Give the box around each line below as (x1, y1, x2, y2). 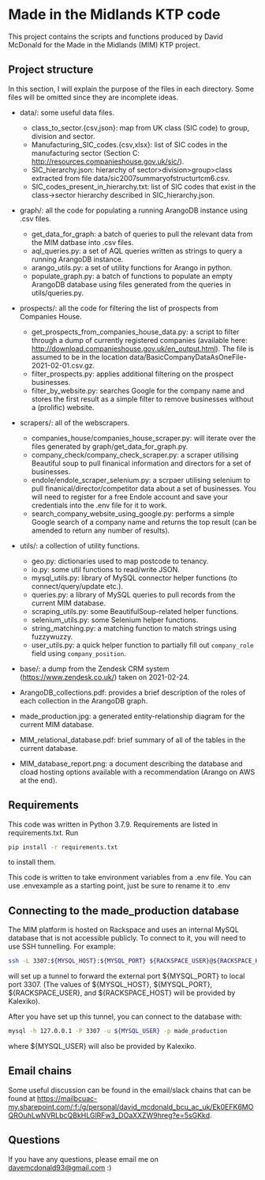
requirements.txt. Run (8, 828, 79, 837)
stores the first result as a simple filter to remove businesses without (31, 394, 254, 404)
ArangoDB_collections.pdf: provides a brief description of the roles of (19, 688, 246, 697)
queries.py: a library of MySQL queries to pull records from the (31, 590, 236, 599)
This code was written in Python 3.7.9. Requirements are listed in (8, 820, 218, 829)
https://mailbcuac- (36, 1093, 98, 1103)
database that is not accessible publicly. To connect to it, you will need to (8, 933, 246, 943)
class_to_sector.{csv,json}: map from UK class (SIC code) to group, (31, 123, 250, 132)
